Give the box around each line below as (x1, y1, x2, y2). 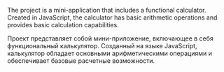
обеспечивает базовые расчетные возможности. (7, 57, 155, 65)
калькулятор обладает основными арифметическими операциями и (7, 49, 212, 57)
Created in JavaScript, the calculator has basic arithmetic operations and (7, 13, 218, 22)
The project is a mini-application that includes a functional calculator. (7, 6, 206, 14)
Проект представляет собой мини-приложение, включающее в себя (7, 34, 213, 43)
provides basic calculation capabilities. (7, 21, 119, 29)
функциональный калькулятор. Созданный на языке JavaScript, (7, 42, 197, 50)
